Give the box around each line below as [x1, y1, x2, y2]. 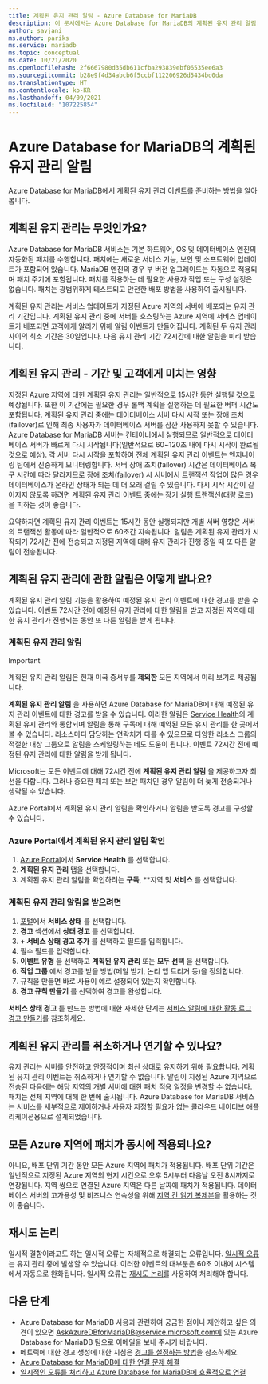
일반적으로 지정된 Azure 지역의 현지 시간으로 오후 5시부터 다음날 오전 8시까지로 [8, 1170, 255, 1180]
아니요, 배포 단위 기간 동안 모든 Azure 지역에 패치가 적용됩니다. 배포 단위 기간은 [8, 1161, 255, 1170]
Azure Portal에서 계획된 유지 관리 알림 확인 [8, 835, 166, 846]
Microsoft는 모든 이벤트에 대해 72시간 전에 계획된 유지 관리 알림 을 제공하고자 [8, 766, 249, 776]
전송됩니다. [22, 546, 58, 556]
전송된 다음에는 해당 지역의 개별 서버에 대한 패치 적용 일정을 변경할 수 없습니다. [8, 1082, 253, 1092]
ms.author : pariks [8, 34, 69, 42]
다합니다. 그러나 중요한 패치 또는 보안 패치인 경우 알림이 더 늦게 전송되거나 [22, 776, 253, 786]
